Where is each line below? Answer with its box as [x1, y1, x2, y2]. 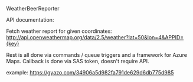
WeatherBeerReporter [6, 5, 60, 12]
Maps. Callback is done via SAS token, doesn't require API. [6, 58, 149, 64]
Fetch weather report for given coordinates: [6, 28, 112, 35]
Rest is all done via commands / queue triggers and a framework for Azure [6, 52, 188, 58]
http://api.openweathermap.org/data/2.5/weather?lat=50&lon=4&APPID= [6, 34, 184, 40]
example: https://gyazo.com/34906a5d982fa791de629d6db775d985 [6, 69, 174, 76]
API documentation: [6, 16, 54, 23]
